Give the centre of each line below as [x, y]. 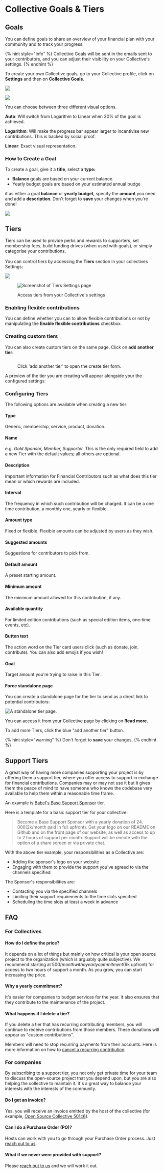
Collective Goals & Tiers [55, 9]
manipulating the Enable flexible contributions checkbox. [64, 323]
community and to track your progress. [45, 44]
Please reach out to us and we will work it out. [51, 1166]
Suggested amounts [26, 542]
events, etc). [18, 625]
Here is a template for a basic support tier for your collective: [67, 813]
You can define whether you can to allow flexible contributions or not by [78, 319]
